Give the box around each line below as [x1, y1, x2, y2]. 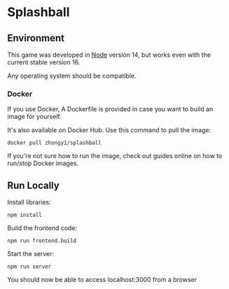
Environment [7, 32, 65, 44]
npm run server [7, 263, 52, 270]
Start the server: [7, 250, 55, 258]
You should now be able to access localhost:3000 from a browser [7, 276, 197, 284]
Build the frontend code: [7, 224, 78, 232]
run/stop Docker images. [7, 159, 79, 168]
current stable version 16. [7, 58, 81, 66]
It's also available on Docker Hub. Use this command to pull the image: [7, 126, 211, 134]
